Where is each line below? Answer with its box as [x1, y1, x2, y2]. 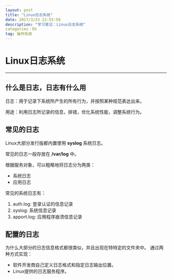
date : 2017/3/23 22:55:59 [5, 17, 60, 22]
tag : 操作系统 [5, 31, 32, 36]
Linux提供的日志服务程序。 [12, 268, 70, 274]
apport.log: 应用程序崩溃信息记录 [12, 213, 82, 220]
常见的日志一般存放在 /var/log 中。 [5, 151, 79, 157]
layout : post [5, 7, 33, 13]
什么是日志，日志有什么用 [5, 83, 86, 92]
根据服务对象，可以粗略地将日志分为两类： [5, 162, 95, 168]
